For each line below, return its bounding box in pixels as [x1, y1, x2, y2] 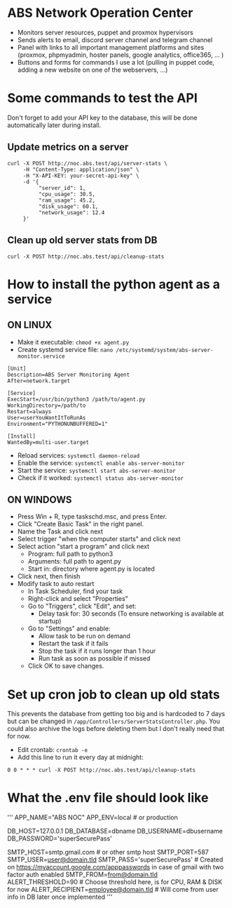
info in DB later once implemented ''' [7, 893, 113, 901]
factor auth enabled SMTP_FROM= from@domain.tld [7, 870, 158, 879]
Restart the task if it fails [38, 640, 109, 648]
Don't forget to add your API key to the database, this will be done [7, 113, 198, 122]
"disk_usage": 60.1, [38, 202, 99, 210]
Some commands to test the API [7, 90, 198, 106]
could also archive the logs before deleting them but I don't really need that [7, 725, 225, 733]
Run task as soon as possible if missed [38, 654, 151, 663]
